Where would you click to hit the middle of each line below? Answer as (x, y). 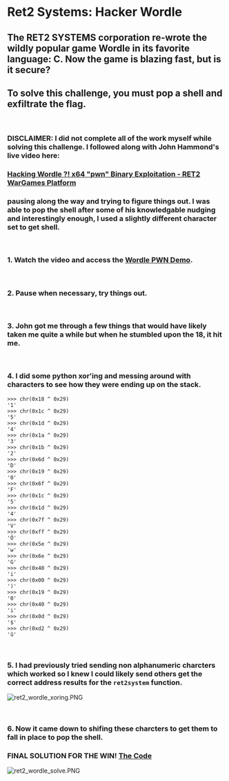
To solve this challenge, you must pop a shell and (115, 93)
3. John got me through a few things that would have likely (107, 326)
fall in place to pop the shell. (55, 737)
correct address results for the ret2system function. (95, 682)
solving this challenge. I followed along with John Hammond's (113, 147)
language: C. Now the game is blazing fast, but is (114, 59)
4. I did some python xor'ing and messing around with (99, 376)
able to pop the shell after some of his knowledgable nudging (111, 210)
